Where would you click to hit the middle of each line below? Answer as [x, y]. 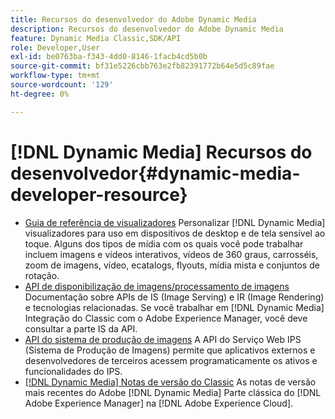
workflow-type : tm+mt [55, 76]
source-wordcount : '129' [62, 85]
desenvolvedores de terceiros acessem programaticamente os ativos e [171, 360]
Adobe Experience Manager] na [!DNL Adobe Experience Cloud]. [159, 403]
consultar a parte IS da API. [81, 328]
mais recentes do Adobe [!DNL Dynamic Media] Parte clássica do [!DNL [173, 392]
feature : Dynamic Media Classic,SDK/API [96, 38]
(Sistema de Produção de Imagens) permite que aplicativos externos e [170, 350]
